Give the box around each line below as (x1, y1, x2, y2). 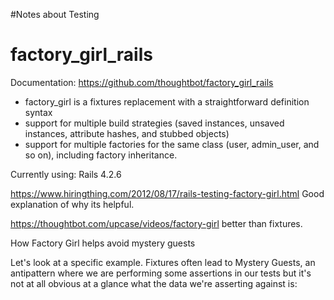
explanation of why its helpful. (10, 198, 135, 210)
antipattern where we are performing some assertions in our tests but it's (10, 267, 312, 279)
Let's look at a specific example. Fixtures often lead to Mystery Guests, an (10, 256, 316, 268)
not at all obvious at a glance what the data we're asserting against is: (10, 277, 298, 289)
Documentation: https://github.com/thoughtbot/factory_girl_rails (10, 76, 274, 88)
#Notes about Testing (10, 9, 100, 20)
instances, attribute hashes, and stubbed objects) (24, 127, 230, 139)
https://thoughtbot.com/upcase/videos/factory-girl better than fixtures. (10, 217, 303, 229)
